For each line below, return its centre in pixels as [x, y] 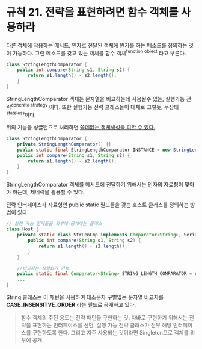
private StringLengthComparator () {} [64, 144]
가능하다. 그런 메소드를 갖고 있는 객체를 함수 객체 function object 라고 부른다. [99, 52]
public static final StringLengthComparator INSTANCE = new [94, 150]
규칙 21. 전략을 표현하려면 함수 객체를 [92, 12]
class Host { [23, 229]
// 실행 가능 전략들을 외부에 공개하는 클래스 [54, 224]
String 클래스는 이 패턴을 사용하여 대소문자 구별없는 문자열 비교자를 [85, 297]
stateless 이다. [21, 114]
